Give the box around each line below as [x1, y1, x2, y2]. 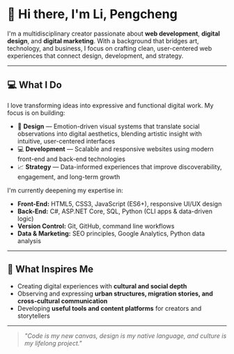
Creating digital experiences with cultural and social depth [17, 282, 187, 290]
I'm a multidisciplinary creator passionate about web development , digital [7, 29, 221, 38]
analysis [17, 236, 42, 245]
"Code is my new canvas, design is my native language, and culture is [24, 331, 227, 340]
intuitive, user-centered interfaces [17, 137, 116, 145]
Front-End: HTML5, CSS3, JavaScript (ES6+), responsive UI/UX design [17, 199, 222, 208]
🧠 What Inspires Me [7, 263, 94, 275]
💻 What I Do [7, 79, 63, 91]
